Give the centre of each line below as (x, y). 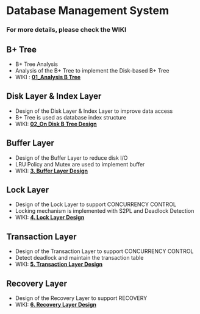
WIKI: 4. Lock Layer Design (50, 218)
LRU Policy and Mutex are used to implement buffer (80, 164)
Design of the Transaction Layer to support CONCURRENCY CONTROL (104, 251)
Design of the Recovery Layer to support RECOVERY (81, 298)
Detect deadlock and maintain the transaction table (79, 258)
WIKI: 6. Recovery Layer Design (55, 304)
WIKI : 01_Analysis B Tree (48, 77)
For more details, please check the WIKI (66, 30)
